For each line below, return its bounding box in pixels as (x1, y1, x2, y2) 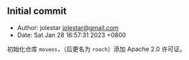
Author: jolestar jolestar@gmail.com (16, 23, 119, 31)
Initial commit (7, 5, 67, 17)
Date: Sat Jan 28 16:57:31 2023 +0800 (16, 31, 126, 39)
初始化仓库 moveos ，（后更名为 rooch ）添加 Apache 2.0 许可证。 (7, 44, 186, 53)
